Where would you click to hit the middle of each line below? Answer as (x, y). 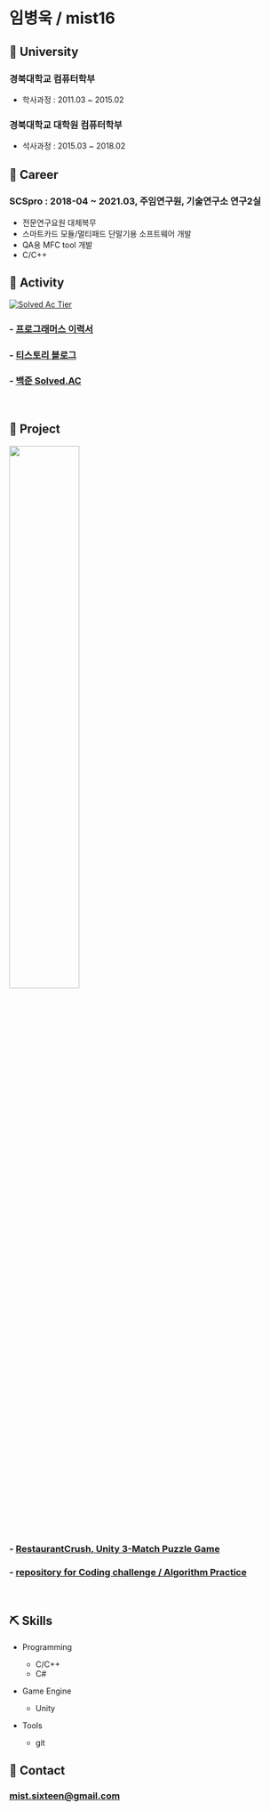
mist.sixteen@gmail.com (65, 1796)
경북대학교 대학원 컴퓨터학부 (66, 125)
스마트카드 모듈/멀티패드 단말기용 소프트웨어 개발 (107, 233)
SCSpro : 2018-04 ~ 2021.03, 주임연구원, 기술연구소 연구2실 (135, 201)
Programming (47, 1646)
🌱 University (44, 51)
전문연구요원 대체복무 (59, 222)
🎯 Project (35, 429)
